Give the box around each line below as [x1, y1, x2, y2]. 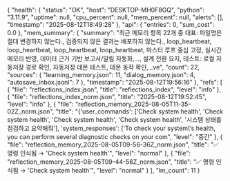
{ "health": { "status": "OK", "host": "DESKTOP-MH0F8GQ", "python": [7, 6, 205, 14]
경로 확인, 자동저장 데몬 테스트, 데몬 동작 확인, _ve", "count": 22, [25, 63, 200, 71]
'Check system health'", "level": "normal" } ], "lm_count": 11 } [27, 167, 200, 174]
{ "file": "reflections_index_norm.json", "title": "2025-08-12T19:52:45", [7, 93, 207, 100]
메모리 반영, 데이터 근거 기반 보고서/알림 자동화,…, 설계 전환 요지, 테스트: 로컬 [7, 54, 215, 63]
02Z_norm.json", [7, 107, 55, 116]
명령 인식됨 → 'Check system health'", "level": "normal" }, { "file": [7, 149, 191, 157]
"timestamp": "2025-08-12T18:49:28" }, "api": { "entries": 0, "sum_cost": [7, 21, 215, 28]
